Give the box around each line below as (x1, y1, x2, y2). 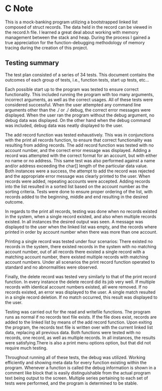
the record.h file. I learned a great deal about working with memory (5, 29, 139, 35)
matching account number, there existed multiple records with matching (5, 254, 148, 260)
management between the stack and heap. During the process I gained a (5, 34, 150, 40)
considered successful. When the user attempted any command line (5, 102, 141, 107)
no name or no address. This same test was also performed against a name (5, 157, 156, 163)
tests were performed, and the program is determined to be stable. (5, 380, 138, 386)
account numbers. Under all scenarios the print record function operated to (5, 259, 155, 265)
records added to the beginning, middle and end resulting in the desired (5, 194, 148, 200)
